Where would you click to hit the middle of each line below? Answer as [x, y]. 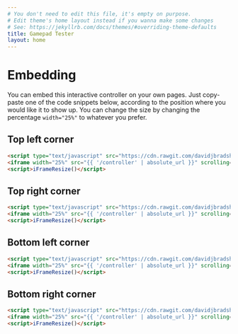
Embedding [42, 75]
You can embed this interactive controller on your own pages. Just [104, 95]
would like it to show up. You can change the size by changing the [104, 110]
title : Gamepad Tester [41, 34]
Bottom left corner [49, 242]
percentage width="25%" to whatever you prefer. [77, 117]
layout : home [27, 40]
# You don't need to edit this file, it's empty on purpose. [100, 14]
